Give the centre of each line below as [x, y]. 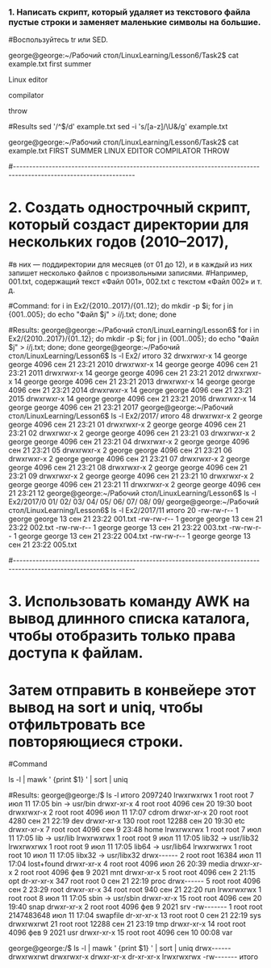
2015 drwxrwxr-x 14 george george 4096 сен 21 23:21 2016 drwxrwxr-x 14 [132, 399]
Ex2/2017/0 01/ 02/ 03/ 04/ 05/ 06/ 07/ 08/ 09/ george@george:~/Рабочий [134, 502]
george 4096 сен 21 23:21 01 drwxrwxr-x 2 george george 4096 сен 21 [127, 425]
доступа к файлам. [76, 653]
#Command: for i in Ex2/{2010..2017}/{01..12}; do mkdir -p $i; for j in [121, 306]
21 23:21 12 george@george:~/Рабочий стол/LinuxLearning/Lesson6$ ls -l [132, 493]
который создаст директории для [129, 225]
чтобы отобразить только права [122, 636]
